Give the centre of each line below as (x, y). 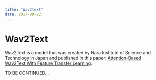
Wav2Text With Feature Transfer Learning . (49, 63)
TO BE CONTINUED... (27, 73)
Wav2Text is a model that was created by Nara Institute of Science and (78, 53)
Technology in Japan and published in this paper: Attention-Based (73, 58)
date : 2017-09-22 (23, 14)
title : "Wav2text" (24, 10)
